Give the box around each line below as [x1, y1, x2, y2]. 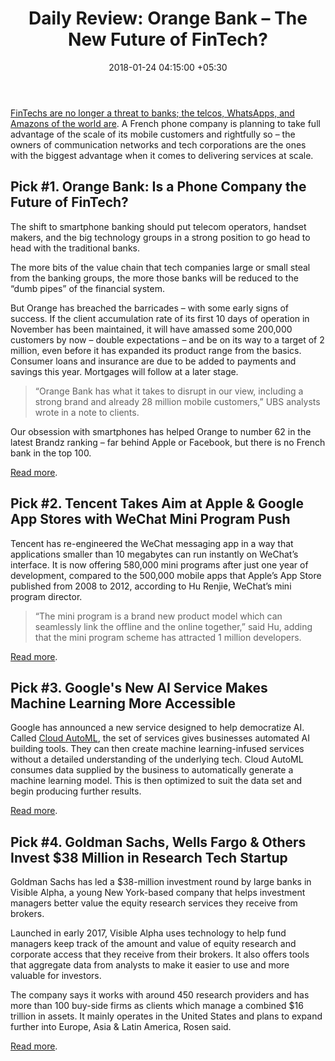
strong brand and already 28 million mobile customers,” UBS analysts [34, 395, 321, 407]
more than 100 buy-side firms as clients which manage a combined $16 [10, 1000, 304, 1012]
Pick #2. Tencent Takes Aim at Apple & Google [10, 495, 305, 512]
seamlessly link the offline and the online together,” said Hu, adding [34, 620, 313, 632]
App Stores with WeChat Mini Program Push [10, 511, 291, 528]
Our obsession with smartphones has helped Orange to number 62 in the [10, 425, 312, 437]
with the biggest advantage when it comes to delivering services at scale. [10, 149, 314, 161]
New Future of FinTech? [68, 28, 268, 51]
